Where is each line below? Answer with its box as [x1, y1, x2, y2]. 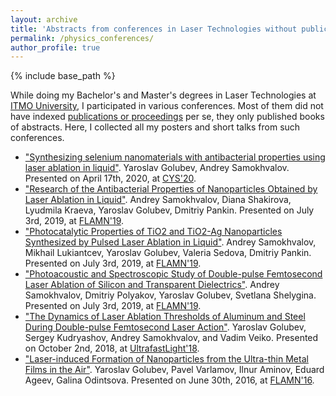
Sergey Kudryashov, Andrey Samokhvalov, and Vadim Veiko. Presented [24, 332, 319, 344]
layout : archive [10, 14, 78, 25]
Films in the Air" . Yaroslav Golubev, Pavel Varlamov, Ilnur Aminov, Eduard [24, 364, 325, 376]
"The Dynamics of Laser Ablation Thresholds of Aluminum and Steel [24, 311, 306, 323]
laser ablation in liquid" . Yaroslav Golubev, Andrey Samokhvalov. [24, 162, 290, 174]
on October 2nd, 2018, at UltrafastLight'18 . [24, 342, 200, 355]
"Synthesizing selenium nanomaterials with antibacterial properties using [24, 151, 326, 163]
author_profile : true [10, 42, 101, 53]
